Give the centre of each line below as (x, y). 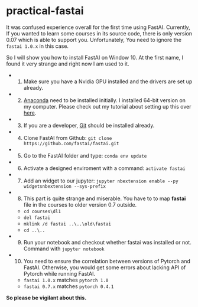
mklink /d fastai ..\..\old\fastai (67, 224)
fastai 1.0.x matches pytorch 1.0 (66, 280)
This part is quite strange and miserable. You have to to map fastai (105, 198)
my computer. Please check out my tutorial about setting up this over (107, 106)
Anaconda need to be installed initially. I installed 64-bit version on (105, 100)
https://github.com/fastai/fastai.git (71, 143)
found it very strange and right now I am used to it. (68, 64)
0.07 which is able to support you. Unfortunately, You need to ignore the (94, 40)
